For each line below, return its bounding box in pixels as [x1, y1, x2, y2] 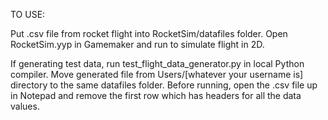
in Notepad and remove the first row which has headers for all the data [10, 90, 302, 101]
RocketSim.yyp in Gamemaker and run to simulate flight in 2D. [10, 39, 265, 50]
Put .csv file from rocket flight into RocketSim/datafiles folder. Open [10, 28, 288, 39]
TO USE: [10, 9, 46, 20]
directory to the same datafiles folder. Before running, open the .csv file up [10, 79, 318, 91]
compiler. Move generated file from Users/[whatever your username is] [10, 69, 304, 80]
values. [10, 100, 40, 112]
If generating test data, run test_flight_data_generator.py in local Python [10, 58, 305, 69]
